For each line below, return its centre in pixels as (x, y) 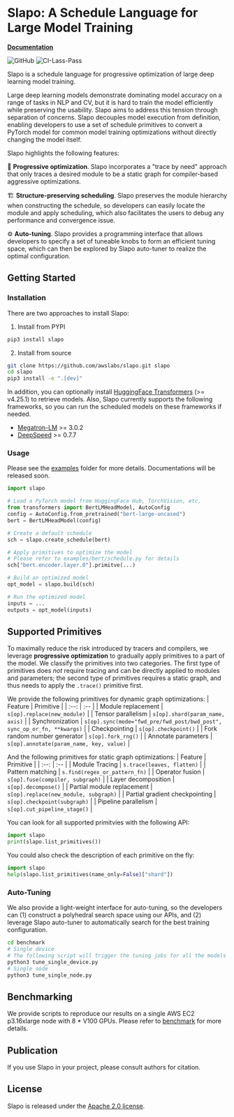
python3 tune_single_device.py (53, 962)
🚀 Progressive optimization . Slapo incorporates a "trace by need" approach (117, 166)
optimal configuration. (39, 256)
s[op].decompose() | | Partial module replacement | (80, 787)
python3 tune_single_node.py (50, 975)
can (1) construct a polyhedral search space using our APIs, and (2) (104, 915)
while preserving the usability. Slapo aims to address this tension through (112, 110)
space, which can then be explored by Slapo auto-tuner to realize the (107, 249)
